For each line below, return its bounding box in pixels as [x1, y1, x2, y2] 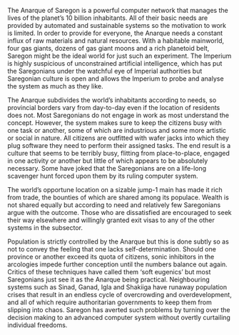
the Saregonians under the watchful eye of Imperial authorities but [7, 67, 203, 75]
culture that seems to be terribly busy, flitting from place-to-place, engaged [7, 149, 230, 157]
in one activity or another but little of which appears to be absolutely [7, 156, 208, 165]
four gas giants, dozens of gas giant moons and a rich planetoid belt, [7, 44, 210, 52]
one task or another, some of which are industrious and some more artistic [7, 126, 227, 134]
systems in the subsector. [7, 224, 83, 231]
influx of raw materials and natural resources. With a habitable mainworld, [7, 36, 225, 45]
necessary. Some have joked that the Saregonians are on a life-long [7, 164, 207, 172]
